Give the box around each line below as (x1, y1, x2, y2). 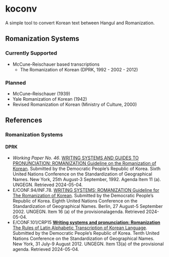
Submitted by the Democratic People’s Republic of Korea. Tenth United (12, 230, 160, 236)
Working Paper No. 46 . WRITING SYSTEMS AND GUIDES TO (12, 155, 139, 161)
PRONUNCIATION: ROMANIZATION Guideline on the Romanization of (12, 160, 156, 166)
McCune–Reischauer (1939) (12, 91, 71, 97)
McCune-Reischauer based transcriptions (12, 61, 100, 67)
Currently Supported (5, 50, 58, 57)
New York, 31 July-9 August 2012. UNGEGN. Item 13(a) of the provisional (12, 241, 164, 247)
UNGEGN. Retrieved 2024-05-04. (12, 182, 83, 188)
